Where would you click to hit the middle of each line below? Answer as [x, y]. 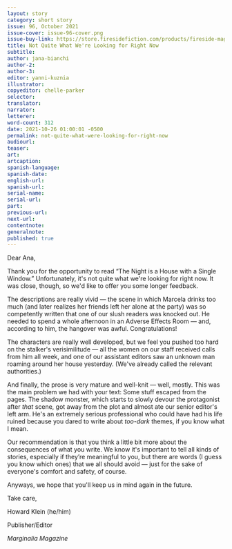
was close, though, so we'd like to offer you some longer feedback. [103, 286]
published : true [30, 238]
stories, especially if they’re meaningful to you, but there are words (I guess [115, 457]
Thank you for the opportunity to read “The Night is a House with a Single [112, 271]
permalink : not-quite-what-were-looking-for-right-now [88, 135]
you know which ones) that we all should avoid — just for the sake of [105, 464]
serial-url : [24, 200]
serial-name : [26, 193]
